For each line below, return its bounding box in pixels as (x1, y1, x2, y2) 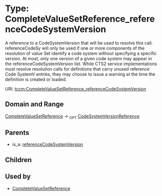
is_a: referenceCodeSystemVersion (12, 142, 83, 147)
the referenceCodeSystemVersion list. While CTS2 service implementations (5, 61, 158, 67)
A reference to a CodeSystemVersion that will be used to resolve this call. (5, 40, 153, 46)
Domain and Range (5, 100, 64, 108)
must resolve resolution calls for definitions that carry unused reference (5, 66, 150, 72)
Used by (5, 172, 31, 181)
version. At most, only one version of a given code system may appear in (5, 55, 152, 61)
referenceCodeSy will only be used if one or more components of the (5, 45, 145, 51)
